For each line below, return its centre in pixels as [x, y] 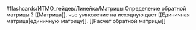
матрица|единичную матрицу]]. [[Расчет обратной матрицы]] [86, 21]
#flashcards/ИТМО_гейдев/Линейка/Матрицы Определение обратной [96, 9]
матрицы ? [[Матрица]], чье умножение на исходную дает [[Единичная [98, 15]
